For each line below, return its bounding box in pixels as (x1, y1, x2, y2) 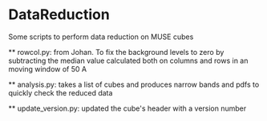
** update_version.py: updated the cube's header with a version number (8, 103, 247, 113)
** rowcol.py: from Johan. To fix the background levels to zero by (8, 47, 225, 57)
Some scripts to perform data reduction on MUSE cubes (8, 32, 194, 41)
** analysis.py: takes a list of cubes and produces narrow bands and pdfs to (8, 80, 260, 89)
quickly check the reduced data (8, 88, 113, 97)
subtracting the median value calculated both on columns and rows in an (8, 56, 249, 65)
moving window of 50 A (8, 64, 87, 73)
